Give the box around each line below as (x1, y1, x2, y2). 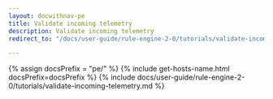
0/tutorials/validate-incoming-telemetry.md (8, 81, 153, 91)
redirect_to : (8, 34, 53, 43)
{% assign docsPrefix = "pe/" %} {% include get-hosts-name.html (8, 64, 230, 74)
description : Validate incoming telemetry (8, 27, 154, 35)
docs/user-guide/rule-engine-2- (136, 72, 245, 82)
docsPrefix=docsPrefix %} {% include (8, 72, 136, 82)
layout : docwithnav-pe (8, 11, 85, 20)
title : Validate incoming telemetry (8, 19, 132, 28)
